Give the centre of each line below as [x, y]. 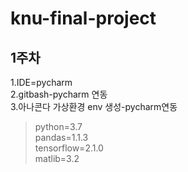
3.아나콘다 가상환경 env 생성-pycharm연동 [94, 106]
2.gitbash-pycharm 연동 [59, 94]
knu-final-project [83, 18]
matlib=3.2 [57, 158]
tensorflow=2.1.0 [69, 148]
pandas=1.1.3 [61, 137]
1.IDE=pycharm [41, 82]
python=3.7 [58, 126]
